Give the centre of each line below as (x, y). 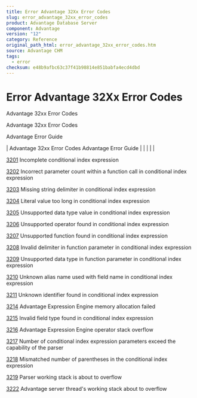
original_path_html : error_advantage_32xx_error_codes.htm (81, 45)
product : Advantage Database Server (52, 23)
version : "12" (24, 34)
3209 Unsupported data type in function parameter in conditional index (94, 259)
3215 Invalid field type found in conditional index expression (80, 318)
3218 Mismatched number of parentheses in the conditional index (87, 359)
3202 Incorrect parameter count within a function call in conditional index (96, 172)
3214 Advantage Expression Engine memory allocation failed (81, 306)
